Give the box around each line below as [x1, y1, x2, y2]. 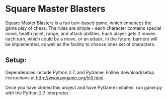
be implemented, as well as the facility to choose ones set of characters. [5, 41, 156, 47]
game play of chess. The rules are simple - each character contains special [5, 25, 161, 31]
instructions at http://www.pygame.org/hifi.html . [5, 74, 105, 81]
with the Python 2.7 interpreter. [5, 89, 69, 96]
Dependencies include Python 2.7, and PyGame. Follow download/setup [5, 69, 154, 75]
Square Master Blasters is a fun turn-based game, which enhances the [5, 20, 152, 26]
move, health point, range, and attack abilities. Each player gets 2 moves [5, 30, 156, 36]
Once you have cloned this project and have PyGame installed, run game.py [5, 84, 162, 90]
